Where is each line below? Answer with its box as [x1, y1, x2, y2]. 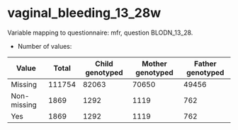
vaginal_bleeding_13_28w [7, 5, 161, 21]
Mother [141, 59, 168, 69]
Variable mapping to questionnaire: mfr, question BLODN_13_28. [7, 28, 193, 37]
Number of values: [17, 42, 72, 50]
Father [193, 59, 217, 69]
